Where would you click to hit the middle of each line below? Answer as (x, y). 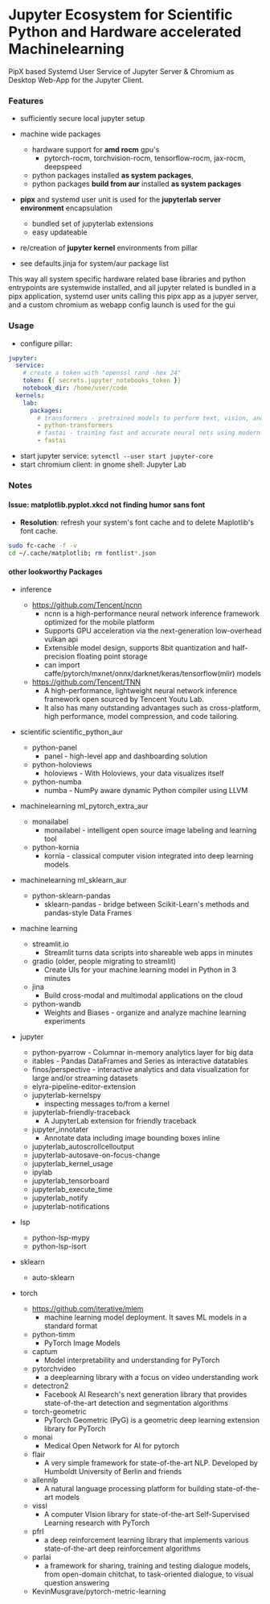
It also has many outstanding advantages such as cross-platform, (152, 708)
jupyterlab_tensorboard (71, 1181)
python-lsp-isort (59, 1246)
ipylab (42, 1172)
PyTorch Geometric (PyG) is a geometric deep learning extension (151, 1420)
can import (62, 665)
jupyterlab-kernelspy (67, 1095)
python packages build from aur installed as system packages (137, 184)
